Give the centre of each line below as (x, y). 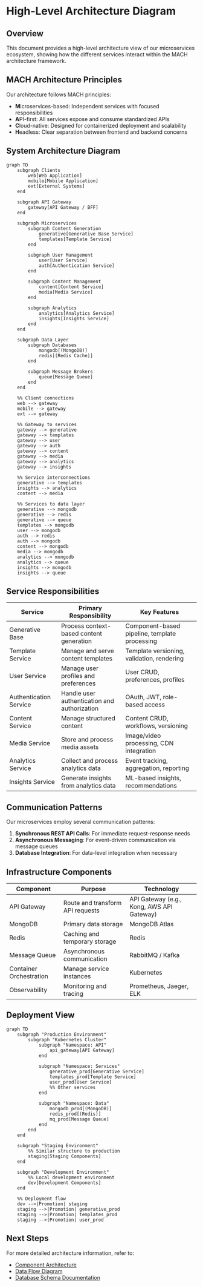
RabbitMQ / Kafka (155, 955)
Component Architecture (46, 1265)
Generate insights (86, 778)
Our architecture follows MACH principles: (59, 94)
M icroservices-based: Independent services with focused (87, 106)
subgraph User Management (61, 255)
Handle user (79, 693)
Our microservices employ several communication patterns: (81, 822)
